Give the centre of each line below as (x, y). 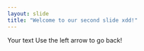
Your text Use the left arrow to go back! (65, 40)
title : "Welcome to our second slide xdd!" (73, 20)
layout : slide (28, 14)
